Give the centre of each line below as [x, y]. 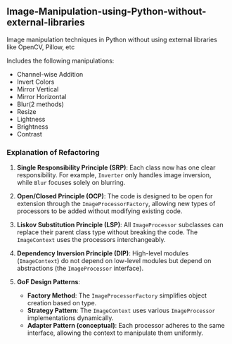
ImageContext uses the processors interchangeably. [91, 240]
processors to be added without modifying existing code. [99, 211]
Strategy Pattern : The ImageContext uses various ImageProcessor [121, 311]
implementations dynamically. [70, 318]
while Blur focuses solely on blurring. [71, 183]
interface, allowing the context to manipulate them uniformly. [115, 333]
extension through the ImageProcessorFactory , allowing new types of [116, 204]
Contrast [30, 134]
